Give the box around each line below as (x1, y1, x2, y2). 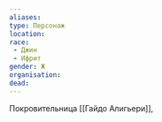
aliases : (9, 12, 42, 22)
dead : (9, 79, 29, 88)
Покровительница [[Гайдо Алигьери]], (9, 103, 154, 113)
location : (9, 29, 46, 38)
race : (9, 37, 29, 47)
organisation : (9, 71, 62, 80)
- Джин (12, 46, 38, 55)
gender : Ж (9, 63, 46, 72)
